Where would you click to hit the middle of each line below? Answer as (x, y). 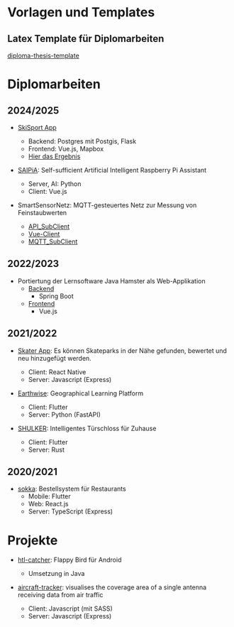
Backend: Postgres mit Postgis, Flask (82, 141)
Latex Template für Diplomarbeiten (86, 39)
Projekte (33, 540)
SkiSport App (37, 127)
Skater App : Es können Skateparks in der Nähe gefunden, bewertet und (122, 350)
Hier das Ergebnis (54, 156)
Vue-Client (44, 234)
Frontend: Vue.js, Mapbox (66, 149)
